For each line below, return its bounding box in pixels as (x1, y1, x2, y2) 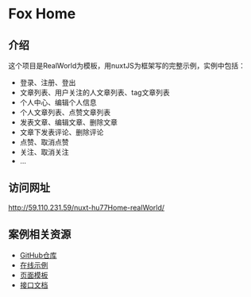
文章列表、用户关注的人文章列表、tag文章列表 (19, 88, 170, 97)
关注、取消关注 (19, 148, 69, 156)
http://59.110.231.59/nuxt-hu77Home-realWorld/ (8, 202, 165, 212)
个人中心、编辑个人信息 (19, 98, 97, 107)
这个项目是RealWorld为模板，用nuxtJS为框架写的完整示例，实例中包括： (8, 61, 246, 70)
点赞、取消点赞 (19, 137, 69, 147)
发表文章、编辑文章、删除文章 (19, 118, 118, 127)
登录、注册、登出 (19, 78, 76, 87)
